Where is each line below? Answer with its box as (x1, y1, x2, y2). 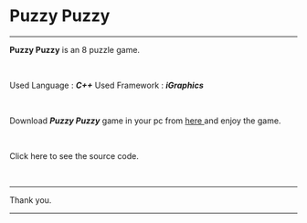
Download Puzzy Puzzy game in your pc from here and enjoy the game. (9, 115, 281, 126)
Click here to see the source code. (9, 150, 139, 161)
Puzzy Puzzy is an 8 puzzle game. (9, 44, 140, 55)
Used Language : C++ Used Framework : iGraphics (9, 80, 204, 90)
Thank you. (9, 194, 52, 206)
